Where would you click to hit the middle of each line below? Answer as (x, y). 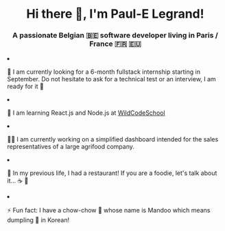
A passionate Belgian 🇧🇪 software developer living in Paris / (115, 36)
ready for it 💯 (26, 86)
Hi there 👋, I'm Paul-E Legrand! (115, 14)
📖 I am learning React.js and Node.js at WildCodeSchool (86, 113)
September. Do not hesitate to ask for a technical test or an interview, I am (111, 79)
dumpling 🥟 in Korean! (38, 220)
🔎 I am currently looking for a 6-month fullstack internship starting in (104, 72)
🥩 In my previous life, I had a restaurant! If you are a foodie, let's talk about (112, 173)
